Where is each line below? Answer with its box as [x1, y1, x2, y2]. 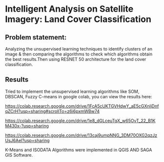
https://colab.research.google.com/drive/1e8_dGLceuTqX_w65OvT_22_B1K [5, 118, 156, 124]
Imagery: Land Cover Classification [5, 14, 151, 25]
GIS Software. [5, 152, 33, 158]
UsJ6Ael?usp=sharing [5, 137, 50, 143]
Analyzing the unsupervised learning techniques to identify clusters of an [5, 46, 153, 52]
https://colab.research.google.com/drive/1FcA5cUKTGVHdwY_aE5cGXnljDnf [5, 103, 159, 109]
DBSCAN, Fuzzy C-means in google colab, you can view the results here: [5, 93, 152, 99]
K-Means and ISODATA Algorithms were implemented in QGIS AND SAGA [5, 147, 152, 153]
